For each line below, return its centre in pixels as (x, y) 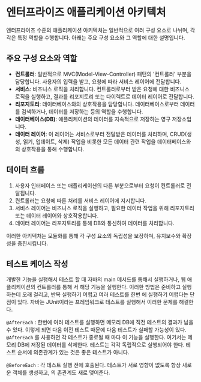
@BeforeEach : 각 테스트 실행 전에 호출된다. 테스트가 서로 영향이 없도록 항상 (94, 365)
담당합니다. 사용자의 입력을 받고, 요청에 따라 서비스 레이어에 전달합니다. (98, 81)
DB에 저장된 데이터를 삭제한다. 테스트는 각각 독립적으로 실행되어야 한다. (101, 345)
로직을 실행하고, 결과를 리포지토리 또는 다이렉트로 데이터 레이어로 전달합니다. (105, 96)
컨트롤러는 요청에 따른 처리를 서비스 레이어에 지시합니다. (81, 200)
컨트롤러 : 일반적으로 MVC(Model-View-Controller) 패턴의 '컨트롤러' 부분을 (103, 74)
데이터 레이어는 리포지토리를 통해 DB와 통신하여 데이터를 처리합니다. (95, 223)
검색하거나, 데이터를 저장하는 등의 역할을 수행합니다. (82, 111)
